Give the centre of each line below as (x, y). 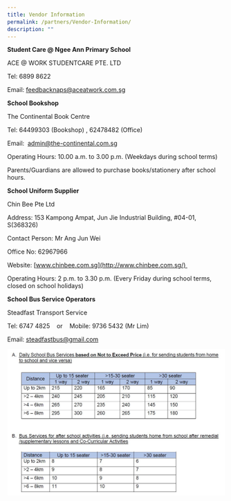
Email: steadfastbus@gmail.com (53, 339)
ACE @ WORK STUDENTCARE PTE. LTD (64, 63)
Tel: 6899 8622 (29, 77)
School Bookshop (33, 103)
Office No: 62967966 (37, 252)
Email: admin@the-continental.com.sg (62, 143)
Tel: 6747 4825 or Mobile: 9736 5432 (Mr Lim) (78, 326)
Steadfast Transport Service (47, 313)
